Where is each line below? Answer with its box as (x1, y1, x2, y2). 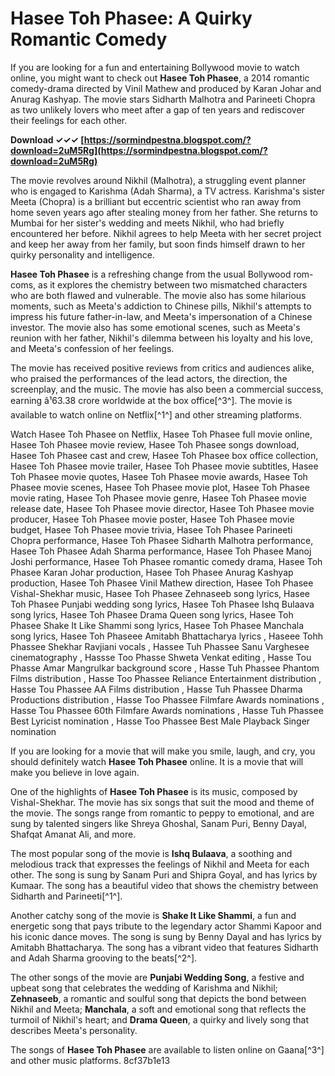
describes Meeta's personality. (10, 1024, 138, 1036)
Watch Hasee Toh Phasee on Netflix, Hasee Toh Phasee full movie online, (10, 428, 313, 440)
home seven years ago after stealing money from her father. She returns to (10, 206, 319, 218)
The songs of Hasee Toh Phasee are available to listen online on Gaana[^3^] (10, 1043, 325, 1056)
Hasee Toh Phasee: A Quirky (10, 7, 253, 30)
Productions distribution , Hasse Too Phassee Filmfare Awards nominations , (10, 693, 325, 706)
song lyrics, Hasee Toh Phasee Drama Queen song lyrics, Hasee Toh (10, 608, 294, 621)
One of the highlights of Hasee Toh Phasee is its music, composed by (10, 785, 298, 797)
